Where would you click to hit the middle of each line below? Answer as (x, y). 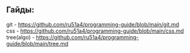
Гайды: (20, 10)
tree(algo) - (21, 37)
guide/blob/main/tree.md (37, 43)
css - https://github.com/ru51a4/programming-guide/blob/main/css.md (95, 31)
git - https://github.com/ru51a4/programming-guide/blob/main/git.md (93, 24)
